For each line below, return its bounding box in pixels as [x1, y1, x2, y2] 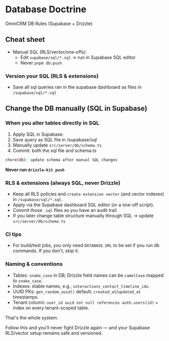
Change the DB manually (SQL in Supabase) [5, 104, 148, 113]
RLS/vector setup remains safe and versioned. [5, 330, 103, 336]
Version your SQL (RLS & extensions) [5, 72, 99, 80]
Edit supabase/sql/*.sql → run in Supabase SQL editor [20, 54, 136, 60]
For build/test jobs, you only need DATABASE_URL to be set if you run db [12, 242, 160, 249]
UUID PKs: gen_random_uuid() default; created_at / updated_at [12, 288, 141, 295]
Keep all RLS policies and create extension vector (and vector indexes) [12, 190, 164, 197]
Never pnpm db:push [20, 60, 62, 66]
